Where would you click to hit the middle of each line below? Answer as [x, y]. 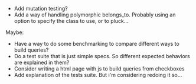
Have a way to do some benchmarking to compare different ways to [97, 44]
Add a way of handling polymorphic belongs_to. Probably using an [95, 15]
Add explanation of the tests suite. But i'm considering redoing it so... [98, 75]
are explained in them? [42, 62]
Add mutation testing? [41, 9]
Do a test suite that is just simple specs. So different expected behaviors [102, 56]
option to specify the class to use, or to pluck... [71, 21]
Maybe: [15, 32]
